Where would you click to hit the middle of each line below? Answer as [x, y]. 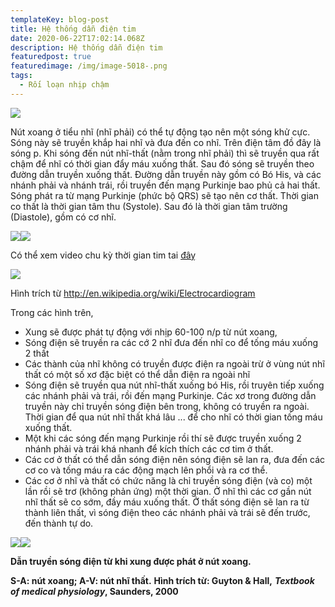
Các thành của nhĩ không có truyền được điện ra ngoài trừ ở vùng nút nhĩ [174, 363]
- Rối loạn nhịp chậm [64, 85]
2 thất [37, 353]
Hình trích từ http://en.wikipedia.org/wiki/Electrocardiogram [133, 293]
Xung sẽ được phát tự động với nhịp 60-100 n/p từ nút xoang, [151, 332]
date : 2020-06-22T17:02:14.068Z [77, 38]
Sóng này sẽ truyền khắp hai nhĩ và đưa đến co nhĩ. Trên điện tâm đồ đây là [166, 142]
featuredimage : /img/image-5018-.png [89, 66]
